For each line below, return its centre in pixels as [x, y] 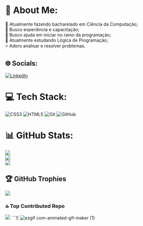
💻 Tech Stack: [36, 97]
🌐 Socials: [22, 64]
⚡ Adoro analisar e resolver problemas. [45, 46]
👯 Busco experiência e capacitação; [42, 29]
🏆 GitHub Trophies [36, 179]
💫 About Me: [32, 10]
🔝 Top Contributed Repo [35, 206]
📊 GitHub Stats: [39, 135]
